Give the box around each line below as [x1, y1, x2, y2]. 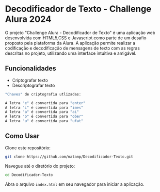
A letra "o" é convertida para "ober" [5, 114, 83, 119]
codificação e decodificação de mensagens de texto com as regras [5, 45, 140, 51]
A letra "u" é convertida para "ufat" [5, 119, 83, 124]
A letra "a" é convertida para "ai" [5, 110, 79, 114]
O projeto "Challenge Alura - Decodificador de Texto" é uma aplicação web [5, 30, 156, 35]
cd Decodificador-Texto [5, 172, 53, 177]
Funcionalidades [5, 64, 57, 73]
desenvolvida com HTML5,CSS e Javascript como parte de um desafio [5, 35, 146, 41]
